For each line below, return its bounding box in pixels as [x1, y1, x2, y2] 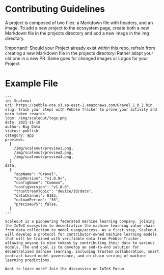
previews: [5, 137, 26, 142]
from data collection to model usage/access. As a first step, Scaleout [5, 227, 157, 232]
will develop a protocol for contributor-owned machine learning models [5, 232, 157, 237]
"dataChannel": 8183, [14, 193, 58, 198]
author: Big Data [5, 124, 41, 129]
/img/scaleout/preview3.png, [14, 154, 74, 159]
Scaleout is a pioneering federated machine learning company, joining [5, 219, 155, 224]
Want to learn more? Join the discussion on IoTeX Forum [5, 266, 124, 271]
